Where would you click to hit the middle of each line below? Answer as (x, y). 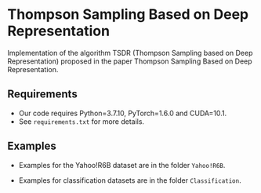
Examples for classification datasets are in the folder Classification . (130, 180)
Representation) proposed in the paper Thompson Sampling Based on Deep (130, 61)
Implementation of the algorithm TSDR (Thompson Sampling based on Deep (130, 53)
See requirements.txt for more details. (82, 121)
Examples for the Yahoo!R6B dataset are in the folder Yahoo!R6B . (122, 165)
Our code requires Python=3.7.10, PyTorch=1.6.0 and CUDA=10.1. (123, 113)
